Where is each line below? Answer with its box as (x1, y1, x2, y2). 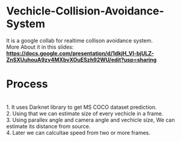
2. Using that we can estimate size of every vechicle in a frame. (6, 110, 164, 117)
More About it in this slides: (6, 43, 74, 51)
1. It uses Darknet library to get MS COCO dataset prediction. (6, 103, 157, 111)
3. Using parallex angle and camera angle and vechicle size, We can (6, 116, 176, 123)
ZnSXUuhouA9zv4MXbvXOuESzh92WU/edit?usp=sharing (6, 56, 157, 63)
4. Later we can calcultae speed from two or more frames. (6, 129, 151, 136)
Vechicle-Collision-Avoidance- (6, 4, 164, 18)
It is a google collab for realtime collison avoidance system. (6, 37, 153, 44)
